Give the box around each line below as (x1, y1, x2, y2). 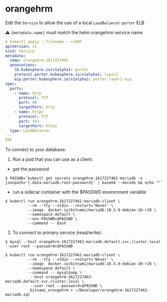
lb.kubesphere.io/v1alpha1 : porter (14, 67, 89, 72)
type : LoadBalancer (10, 128, 51, 133)
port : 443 (18, 119, 39, 124)
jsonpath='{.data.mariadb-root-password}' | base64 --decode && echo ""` (5, 180, 163, 185)
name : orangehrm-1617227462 (10, 58, 69, 63)
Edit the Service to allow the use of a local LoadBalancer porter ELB (5, 20, 145, 26)
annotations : (10, 62, 37, 68)
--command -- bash (27, 221, 66, 226)
